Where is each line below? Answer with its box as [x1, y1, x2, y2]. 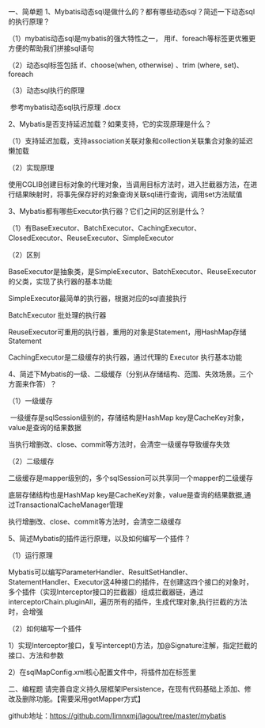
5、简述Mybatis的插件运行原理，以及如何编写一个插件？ [8, 534, 191, 543]
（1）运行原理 [8, 551, 53, 560]
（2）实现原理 [8, 163, 55, 172]
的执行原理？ [8, 17, 50, 26]
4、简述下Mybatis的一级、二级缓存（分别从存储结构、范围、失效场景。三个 [8, 369, 254, 379]
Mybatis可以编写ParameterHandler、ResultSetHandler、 [8, 567, 192, 577]
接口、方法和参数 [8, 650, 64, 660]
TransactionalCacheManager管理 [14, 500, 123, 509]
